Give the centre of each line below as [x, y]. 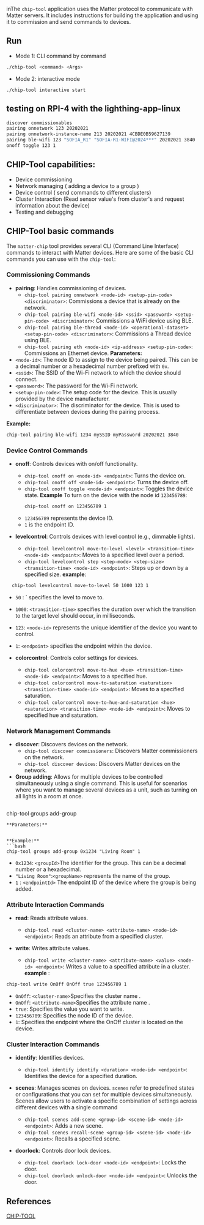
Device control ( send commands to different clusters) [83, 192]
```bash [16, 846]
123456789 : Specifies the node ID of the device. [74, 1016]
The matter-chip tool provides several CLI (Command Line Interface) [93, 246]
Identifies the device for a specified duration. [81, 1076]
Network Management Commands [59, 731]
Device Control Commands [47, 451]
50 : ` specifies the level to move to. [60, 597]
